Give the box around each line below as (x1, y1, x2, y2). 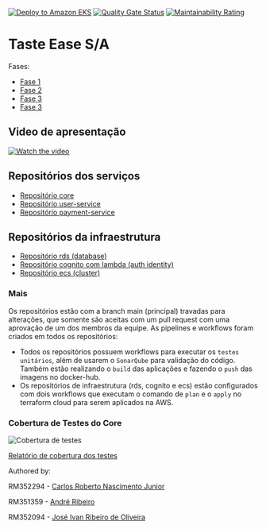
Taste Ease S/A (8, 36, 110, 53)
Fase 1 (19, 76, 41, 87)
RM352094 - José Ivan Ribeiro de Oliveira (8, 512, 145, 522)
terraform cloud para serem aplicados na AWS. (19, 397, 174, 407)
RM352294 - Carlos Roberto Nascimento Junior (8, 481, 165, 491)
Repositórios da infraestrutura (8, 230, 161, 244)
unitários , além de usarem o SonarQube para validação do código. (19, 355, 236, 365)
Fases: (8, 61, 30, 71)
